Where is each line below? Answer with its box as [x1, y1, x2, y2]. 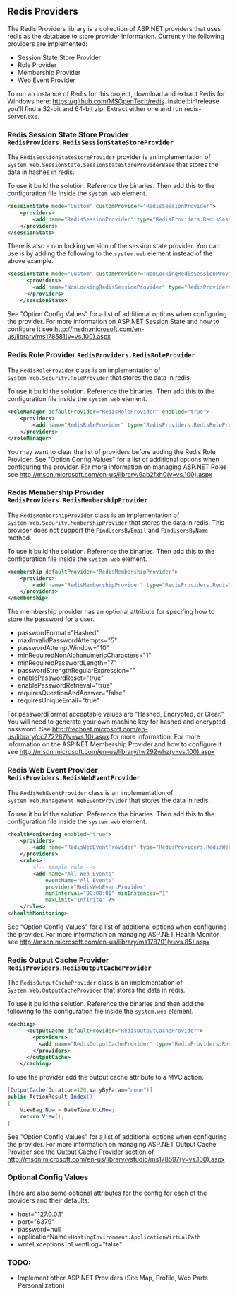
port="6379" [17, 1217, 55, 1226]
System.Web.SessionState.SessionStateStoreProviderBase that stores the [7, 161, 219, 169]
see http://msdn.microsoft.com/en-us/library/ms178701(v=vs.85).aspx [7, 937, 210, 946]
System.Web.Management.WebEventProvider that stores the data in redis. [7, 796, 211, 804]
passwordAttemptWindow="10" [17, 644, 109, 652]
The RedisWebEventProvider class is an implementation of [7, 788, 174, 797]
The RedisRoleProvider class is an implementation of [7, 366, 161, 374]
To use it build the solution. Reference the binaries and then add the [7, 1000, 205, 1008]
